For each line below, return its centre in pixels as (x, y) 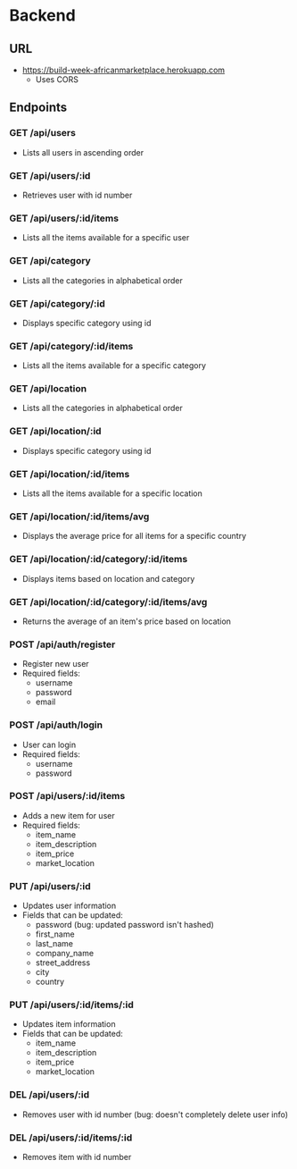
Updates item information (69, 1024)
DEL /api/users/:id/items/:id (71, 1138)
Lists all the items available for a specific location (112, 493)
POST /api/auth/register (62, 644)
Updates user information (69, 906)
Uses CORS (57, 80)
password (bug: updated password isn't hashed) (124, 925)
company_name (65, 954)
